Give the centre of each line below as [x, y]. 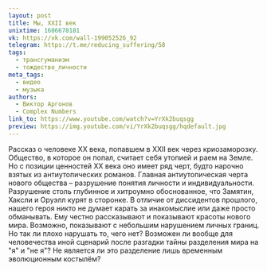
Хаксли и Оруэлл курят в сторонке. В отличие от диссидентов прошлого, [133, 199]
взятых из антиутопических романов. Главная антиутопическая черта [128, 174]
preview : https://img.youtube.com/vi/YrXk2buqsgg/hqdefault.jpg [117, 126]
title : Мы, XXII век [43, 23]
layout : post [30, 15]
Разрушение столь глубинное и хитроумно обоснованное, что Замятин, [131, 191]
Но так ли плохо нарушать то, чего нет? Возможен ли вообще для [121, 233]
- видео [28, 82]
